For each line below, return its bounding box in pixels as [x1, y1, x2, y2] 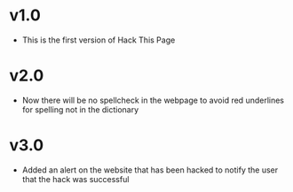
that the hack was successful [21, 173, 130, 184]
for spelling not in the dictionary [21, 104, 139, 115]
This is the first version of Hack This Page [21, 35, 176, 45]
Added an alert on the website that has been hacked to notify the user [21, 165, 279, 175]
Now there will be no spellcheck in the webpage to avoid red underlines [21, 95, 285, 105]
